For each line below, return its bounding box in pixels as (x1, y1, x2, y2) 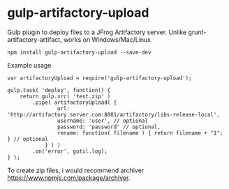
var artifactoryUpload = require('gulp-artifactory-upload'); (7, 75, 192, 82)
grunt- (188, 28, 207, 36)
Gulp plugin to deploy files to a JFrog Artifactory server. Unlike (7, 28, 187, 36)
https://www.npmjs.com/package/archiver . (7, 173, 131, 182)
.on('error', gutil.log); (32, 148, 108, 155)
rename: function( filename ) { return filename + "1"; (57, 129, 223, 137)
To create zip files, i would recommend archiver (7, 166, 145, 174)
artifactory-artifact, (7, 35, 62, 43)
